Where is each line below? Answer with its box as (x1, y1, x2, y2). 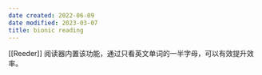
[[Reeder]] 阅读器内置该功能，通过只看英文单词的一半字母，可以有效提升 (8, 49, 248, 58)
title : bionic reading (8, 26, 84, 34)
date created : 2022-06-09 (8, 11, 94, 20)
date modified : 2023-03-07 (8, 19, 98, 27)
